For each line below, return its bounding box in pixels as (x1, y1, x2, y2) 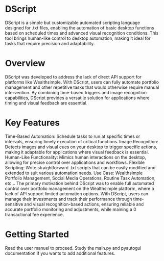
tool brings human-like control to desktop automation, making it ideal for (5, 35, 151, 41)
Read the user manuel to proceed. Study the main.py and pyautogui (5, 245, 141, 251)
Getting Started (5, 229, 70, 240)
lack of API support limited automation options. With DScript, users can (5, 190, 148, 197)
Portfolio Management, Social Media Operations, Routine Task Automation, (5, 175, 156, 181)
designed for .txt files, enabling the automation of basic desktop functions (5, 25, 154, 30)
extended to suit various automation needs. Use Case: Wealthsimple (5, 170, 143, 176)
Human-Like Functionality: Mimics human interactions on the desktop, (5, 154, 146, 160)
